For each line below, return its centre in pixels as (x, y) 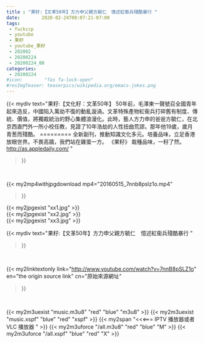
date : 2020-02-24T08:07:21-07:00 (58, 18)
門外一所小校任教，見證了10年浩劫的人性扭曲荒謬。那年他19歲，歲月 (107, 126)
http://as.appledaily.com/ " (39, 149)
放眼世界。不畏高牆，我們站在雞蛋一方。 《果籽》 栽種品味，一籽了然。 (96, 142)
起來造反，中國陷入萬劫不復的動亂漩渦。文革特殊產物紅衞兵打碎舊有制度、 (99, 111)
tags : (13, 23)
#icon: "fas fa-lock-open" (50, 80)
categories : (21, 69)
